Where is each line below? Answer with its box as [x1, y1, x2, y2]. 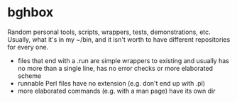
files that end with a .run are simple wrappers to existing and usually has [17, 56, 229, 64]
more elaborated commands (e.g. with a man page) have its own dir [17, 86, 216, 95]
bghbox [7, 4, 54, 21]
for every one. [7, 42, 49, 51]
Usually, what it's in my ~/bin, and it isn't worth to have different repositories [7, 35, 231, 43]
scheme [17, 72, 42, 80]
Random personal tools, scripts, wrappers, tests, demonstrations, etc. [7, 28, 211, 36]
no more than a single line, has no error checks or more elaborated [17, 64, 214, 72]
